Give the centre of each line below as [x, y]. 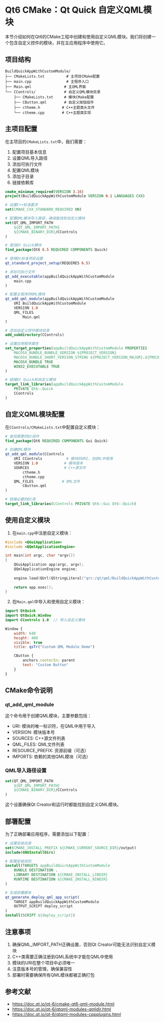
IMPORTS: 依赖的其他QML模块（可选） [51, 756]
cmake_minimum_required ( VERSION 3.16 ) [44, 192]
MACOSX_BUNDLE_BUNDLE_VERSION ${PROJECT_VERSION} [65, 353]
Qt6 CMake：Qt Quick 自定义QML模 [79, 10]
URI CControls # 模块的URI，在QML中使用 [63, 459]
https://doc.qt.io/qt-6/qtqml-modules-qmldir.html [61, 1009]
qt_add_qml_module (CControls [35, 454]
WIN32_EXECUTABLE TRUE [37, 367]
